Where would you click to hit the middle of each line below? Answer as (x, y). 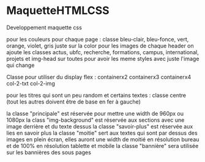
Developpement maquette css (44, 27)
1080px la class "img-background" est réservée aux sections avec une (95, 120)
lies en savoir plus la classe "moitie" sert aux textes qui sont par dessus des (102, 133)
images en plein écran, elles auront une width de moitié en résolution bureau (103, 139)
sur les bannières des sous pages (49, 152)
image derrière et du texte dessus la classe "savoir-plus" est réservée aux (100, 126)
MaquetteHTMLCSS (58, 11)
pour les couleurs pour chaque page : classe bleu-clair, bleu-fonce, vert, (98, 39)
